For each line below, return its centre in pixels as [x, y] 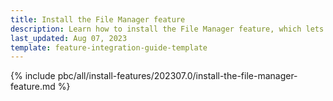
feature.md [33, 87]
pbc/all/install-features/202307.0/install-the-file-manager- [177, 76]
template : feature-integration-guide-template [109, 47]
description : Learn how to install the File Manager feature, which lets [167, 29]
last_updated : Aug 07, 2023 [69, 38]
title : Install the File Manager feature [98, 19]
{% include [33, 76]
